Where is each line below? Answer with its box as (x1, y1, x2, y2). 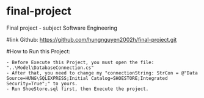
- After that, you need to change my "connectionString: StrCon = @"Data (6, 70, 199, 76)
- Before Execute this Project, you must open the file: (6, 59, 155, 65)
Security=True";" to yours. (6, 80, 78, 87)
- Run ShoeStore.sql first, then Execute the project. (6, 86, 149, 92)
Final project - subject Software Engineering (6, 24, 118, 31)
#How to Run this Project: (6, 47, 71, 55)
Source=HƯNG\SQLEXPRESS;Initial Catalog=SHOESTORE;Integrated (6, 75, 168, 81)
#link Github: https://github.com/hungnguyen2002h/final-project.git (6, 36, 177, 43)
